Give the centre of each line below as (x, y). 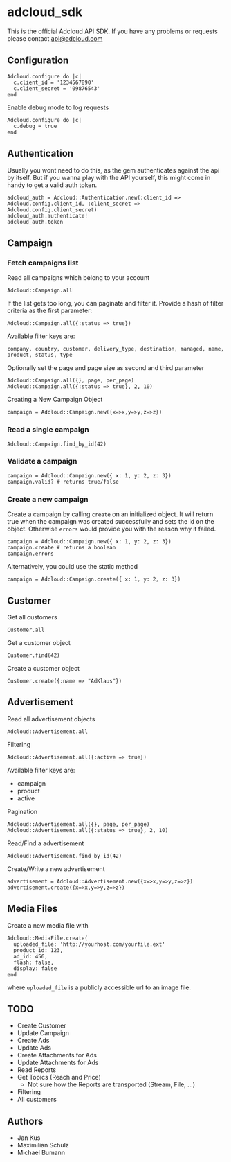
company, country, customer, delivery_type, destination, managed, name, (116, 349)
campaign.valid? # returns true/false (63, 482)
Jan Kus (29, 1138)
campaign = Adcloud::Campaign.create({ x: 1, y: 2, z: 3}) (94, 579)
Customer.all (26, 630)
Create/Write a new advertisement (56, 869)
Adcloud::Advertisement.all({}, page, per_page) (78, 824)
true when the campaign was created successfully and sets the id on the (111, 522)
